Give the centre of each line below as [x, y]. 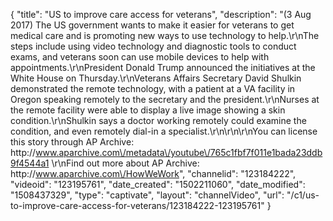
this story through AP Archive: [72, 142]
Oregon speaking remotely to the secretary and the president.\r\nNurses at [165, 99]
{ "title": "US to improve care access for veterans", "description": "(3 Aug [161, 14]
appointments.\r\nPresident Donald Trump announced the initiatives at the [163, 67]
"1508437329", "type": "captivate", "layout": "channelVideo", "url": [147, 195]
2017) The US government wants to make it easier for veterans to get [152, 25]
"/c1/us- [303, 195]
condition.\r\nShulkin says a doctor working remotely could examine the [158, 120]
